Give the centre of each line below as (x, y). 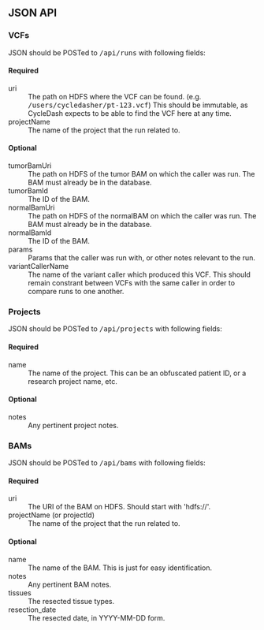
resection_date (32, 609)
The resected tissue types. (71, 601)
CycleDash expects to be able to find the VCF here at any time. (130, 113)
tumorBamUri (30, 166)
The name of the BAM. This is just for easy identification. (120, 568)
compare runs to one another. (76, 292)
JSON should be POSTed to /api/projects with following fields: (115, 329)
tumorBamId (28, 191)
